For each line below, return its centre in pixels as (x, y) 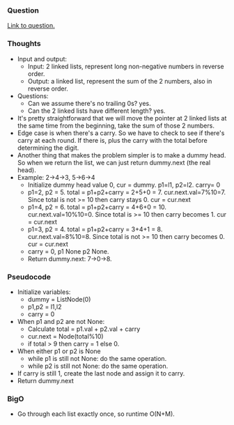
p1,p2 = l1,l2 (45, 307)
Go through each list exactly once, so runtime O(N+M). (96, 414)
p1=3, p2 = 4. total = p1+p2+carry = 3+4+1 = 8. (95, 229)
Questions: (33, 95)
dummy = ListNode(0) (59, 299)
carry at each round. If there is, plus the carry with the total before (112, 140)
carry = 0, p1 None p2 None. (68, 251)
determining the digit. (48, 148)
